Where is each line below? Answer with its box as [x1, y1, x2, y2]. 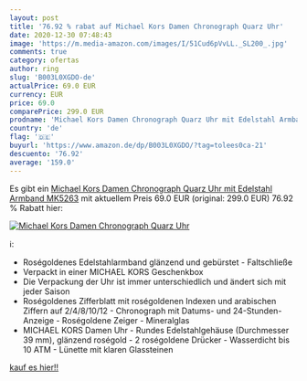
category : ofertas [9, 56, 79, 65]
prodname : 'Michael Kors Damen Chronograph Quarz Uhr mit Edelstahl [9, 115, 276, 124]
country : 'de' [9, 124, 64, 133]
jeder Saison [22, 285, 70, 297]
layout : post [9, 13, 59, 23]
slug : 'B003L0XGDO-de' [9, 73, 96, 82]
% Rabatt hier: [9, 202, 64, 213]
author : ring [9, 65, 59, 74]
